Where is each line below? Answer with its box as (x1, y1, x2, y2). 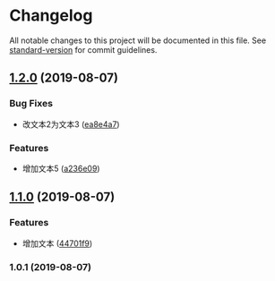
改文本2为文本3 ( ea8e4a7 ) (21, 118, 120, 130)
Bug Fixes (9, 98, 54, 110)
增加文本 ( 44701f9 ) (21, 238, 93, 249)
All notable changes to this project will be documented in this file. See (9, 35, 267, 46)
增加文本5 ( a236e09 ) (21, 163, 100, 174)
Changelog (9, 5, 93, 26)
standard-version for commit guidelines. (9, 44, 158, 55)
